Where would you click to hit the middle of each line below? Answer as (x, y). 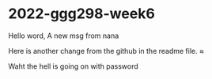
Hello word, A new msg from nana (64, 36)
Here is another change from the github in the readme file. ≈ (106, 51)
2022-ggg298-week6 (82, 14)
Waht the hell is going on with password (73, 66)
